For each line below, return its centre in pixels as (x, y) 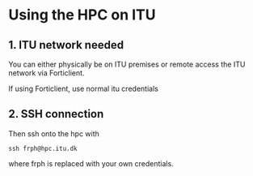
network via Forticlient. (46, 73)
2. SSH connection (56, 114)
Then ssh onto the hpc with (54, 133)
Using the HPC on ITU (82, 15)
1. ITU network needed (66, 45)
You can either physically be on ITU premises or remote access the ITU (127, 64)
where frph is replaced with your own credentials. (91, 163)
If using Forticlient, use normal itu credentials (84, 88)
